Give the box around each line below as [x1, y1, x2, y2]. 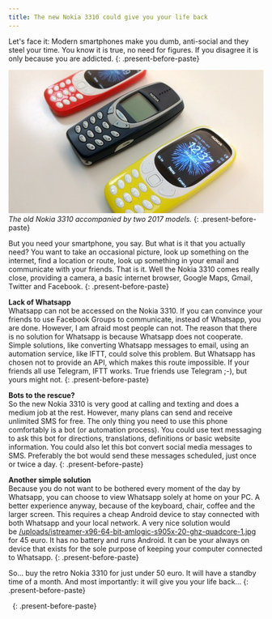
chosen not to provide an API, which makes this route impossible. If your [8, 357, 249, 368]
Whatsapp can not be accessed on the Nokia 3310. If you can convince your [8, 306, 263, 316]
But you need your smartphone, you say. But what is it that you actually [8, 239, 245, 249]
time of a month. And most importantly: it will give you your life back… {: [8, 577, 249, 587]
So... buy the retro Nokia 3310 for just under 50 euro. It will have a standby [8, 568, 257, 578]
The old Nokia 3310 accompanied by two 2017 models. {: [8, 215, 200, 224]
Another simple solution [8, 475, 91, 485]
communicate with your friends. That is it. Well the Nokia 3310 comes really [8, 264, 260, 275]
